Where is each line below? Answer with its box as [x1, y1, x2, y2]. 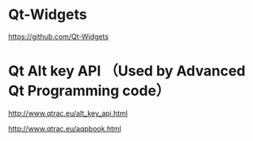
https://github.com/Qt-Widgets [8, 32, 109, 41]
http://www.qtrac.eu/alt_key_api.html [8, 109, 128, 118]
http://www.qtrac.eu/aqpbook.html [8, 124, 121, 133]
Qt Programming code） [8, 82, 171, 100]
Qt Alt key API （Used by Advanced [8, 62, 246, 80]
